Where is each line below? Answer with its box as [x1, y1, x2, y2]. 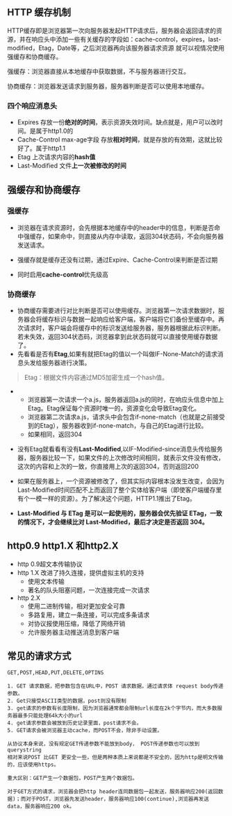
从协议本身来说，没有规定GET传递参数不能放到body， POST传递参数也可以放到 [7, 740, 200, 747]
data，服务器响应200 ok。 [7, 803, 75, 810]
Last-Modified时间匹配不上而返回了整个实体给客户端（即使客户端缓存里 [17, 485, 222, 494]
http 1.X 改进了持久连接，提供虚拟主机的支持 [17, 568, 144, 576]
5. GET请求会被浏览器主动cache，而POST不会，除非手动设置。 [7, 726, 163, 734]
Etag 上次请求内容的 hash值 [17, 153, 96, 161]
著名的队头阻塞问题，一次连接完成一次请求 [27, 585, 150, 594]
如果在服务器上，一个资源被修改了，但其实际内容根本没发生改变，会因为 [17, 477, 224, 485]
